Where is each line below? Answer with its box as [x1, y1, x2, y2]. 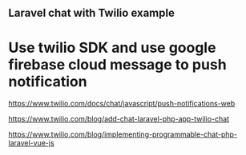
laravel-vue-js [8, 138, 54, 148]
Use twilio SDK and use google [8, 38, 216, 57]
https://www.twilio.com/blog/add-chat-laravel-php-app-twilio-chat [8, 114, 230, 124]
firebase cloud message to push [8, 55, 227, 74]
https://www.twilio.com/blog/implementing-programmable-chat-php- [8, 129, 238, 139]
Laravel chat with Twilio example [8, 6, 175, 20]
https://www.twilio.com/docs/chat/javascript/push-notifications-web [8, 99, 236, 109]
